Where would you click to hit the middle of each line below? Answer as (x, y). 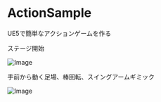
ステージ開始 (26, 48)
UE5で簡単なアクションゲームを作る (59, 33)
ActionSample (50, 13)
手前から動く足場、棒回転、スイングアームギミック (81, 77)
